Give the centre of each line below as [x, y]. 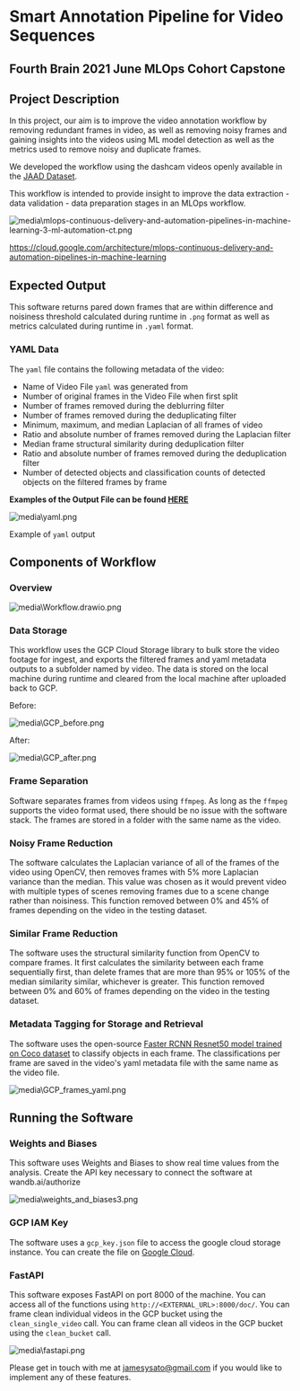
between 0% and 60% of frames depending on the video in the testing [140, 991]
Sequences [52, 35]
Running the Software [72, 1118]
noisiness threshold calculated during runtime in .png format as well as [140, 317]
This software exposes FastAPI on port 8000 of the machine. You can [137, 1294]
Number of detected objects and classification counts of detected [144, 472]
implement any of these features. [70, 1377]
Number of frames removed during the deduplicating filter [129, 415]
